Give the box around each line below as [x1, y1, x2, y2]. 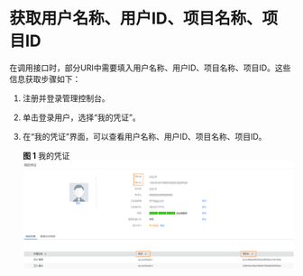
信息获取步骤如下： [9, 73, 81, 84]
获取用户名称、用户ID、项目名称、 [9, 8, 263, 29]
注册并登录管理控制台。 [22, 92, 110, 104]
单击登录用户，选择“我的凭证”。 [22, 112, 142, 123]
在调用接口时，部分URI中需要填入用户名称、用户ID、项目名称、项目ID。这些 [9, 62, 291, 73]
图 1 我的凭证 [22, 150, 70, 161]
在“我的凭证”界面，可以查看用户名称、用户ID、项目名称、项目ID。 [22, 131, 267, 142]
